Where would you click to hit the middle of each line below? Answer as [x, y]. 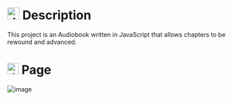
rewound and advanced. [42, 42]
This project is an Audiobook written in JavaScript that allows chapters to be [116, 34]
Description [57, 16]
